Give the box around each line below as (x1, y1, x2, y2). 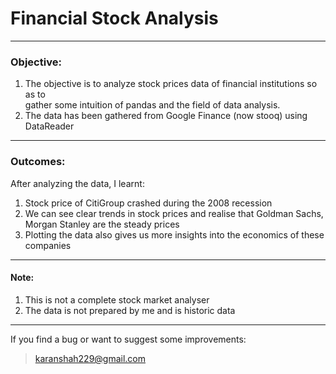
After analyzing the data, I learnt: (10, 177, 145, 189)
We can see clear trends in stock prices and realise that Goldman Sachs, (24, 207, 324, 219)
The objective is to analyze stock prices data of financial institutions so (24, 78, 318, 90)
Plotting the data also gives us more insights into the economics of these (24, 228, 325, 241)
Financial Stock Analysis (10, 7, 219, 30)
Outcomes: (10, 155, 66, 169)
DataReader (24, 120, 75, 132)
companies (24, 239, 72, 251)
